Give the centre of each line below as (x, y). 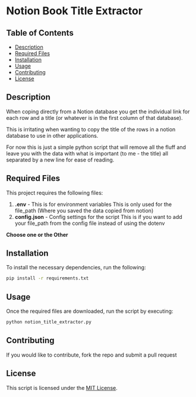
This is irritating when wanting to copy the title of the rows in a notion (91, 129)
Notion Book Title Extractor (75, 11)
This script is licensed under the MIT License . (62, 388)
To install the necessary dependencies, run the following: (76, 268)
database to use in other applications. (52, 135)
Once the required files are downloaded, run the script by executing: (90, 311)
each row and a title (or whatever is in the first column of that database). (94, 117)
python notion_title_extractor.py (49, 322)
